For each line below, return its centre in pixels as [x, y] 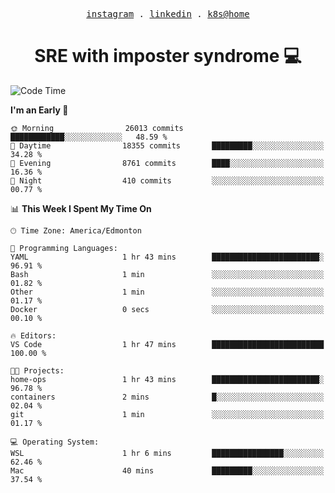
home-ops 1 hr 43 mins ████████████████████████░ [167, 379]
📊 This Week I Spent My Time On [81, 208]
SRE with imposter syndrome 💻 [168, 56]
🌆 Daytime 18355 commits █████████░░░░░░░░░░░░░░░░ [167, 145]
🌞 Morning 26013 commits [97, 128]
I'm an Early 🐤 [39, 110]
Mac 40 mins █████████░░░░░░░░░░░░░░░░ [167, 470]
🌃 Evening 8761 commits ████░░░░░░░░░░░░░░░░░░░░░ [167, 163]
